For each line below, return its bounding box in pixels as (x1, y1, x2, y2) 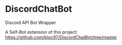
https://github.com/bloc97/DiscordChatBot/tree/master (5, 34, 118, 40)
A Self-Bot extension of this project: (5, 29, 78, 35)
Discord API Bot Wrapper (5, 20, 56, 25)
